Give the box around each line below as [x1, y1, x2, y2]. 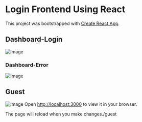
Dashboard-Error [5, 61, 49, 68]
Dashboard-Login [5, 35, 63, 44]
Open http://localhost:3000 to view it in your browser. [25, 101, 137, 107]
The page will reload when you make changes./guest [5, 111, 117, 117]
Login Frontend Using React [5, 4, 126, 15]
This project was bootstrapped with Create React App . [5, 20, 120, 26]
